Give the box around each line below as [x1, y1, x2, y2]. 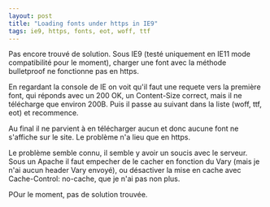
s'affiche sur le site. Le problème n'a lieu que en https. [8, 132, 191, 142]
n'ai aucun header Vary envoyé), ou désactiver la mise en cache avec [8, 166, 242, 175]
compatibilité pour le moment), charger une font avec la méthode [8, 58, 227, 67]
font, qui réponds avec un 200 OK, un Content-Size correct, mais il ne [8, 91, 242, 101]
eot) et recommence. [8, 108, 79, 118]
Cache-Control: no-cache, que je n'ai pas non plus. [8, 174, 181, 183]
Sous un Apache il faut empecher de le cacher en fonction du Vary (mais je [8, 157, 260, 166]
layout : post [8, 11, 53, 20]
